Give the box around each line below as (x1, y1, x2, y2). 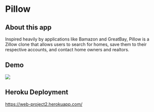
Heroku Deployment (5, 88, 68, 97)
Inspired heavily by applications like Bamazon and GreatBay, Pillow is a (5, 36, 150, 42)
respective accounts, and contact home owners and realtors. (5, 47, 130, 52)
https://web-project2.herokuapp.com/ (5, 101, 83, 107)
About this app (5, 23, 52, 32)
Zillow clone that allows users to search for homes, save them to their (5, 41, 147, 47)
